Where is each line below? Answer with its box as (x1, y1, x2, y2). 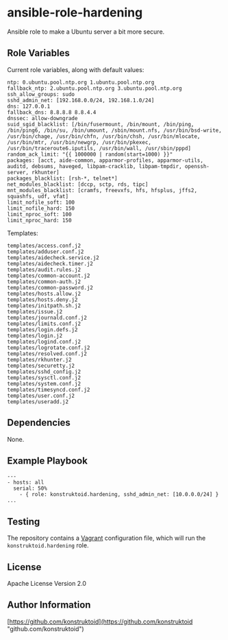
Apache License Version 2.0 (7, 580, 87, 587)
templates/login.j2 (7, 332, 63, 339)
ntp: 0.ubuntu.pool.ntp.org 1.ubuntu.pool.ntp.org (7, 79, 155, 86)
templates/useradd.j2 (7, 398, 69, 405)
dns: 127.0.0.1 (7, 103, 51, 110)
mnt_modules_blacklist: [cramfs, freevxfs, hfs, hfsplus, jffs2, (7, 187, 197, 193)
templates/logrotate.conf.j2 (7, 344, 90, 351)
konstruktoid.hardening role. (7, 541, 89, 549)
